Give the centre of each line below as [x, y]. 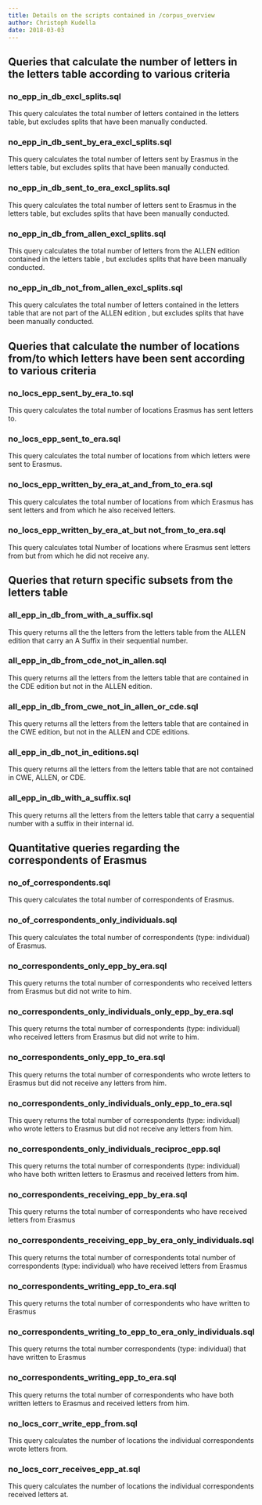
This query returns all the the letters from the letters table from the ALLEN [127, 632]
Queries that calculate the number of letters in [123, 62]
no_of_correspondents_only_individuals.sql [93, 920]
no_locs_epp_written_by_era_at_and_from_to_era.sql [111, 485]
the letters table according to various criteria [119, 74]
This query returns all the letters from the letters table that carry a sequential [131, 815]
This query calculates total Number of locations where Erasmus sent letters [129, 547]
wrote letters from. [38, 1449]
